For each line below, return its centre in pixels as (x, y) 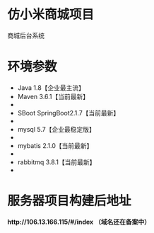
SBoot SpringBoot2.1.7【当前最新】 (69, 113)
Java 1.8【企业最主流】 (51, 87)
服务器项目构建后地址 (70, 201)
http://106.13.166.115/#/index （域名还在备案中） (79, 222)
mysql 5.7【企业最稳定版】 (56, 129)
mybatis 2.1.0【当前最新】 (55, 145)
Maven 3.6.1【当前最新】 (53, 96)
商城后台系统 (26, 35)
